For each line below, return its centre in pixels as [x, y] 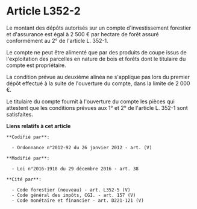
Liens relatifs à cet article [39, 126]
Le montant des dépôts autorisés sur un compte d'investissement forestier [99, 28]
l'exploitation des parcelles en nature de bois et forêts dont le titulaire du [96, 59]
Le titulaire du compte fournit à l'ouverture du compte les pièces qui [90, 101]
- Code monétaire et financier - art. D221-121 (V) [78, 201]
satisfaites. [20, 114]
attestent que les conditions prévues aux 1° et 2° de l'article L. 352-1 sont [97, 108]
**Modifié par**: [28, 158]
